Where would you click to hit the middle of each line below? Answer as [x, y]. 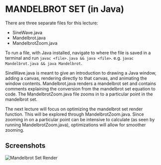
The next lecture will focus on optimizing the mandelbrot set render [74, 109]
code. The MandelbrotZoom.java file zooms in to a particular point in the [79, 94]
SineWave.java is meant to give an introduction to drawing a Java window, [81, 73]
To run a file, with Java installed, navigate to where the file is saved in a [78, 53]
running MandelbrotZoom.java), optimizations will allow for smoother [76, 125]
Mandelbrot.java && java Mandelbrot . [44, 63]
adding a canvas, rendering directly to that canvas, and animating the [76, 78]
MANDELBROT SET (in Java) [65, 9]
